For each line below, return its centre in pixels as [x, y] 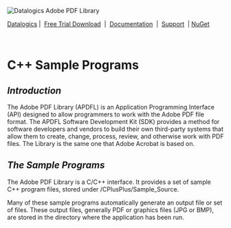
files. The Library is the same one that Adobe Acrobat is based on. [101, 144]
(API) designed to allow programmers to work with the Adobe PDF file [106, 114]
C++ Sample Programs [73, 65]
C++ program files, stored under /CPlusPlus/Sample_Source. [93, 189]
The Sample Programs [56, 165]
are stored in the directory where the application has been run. [96, 217]
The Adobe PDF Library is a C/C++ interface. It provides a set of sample [109, 182]
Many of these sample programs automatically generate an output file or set [115, 203]
